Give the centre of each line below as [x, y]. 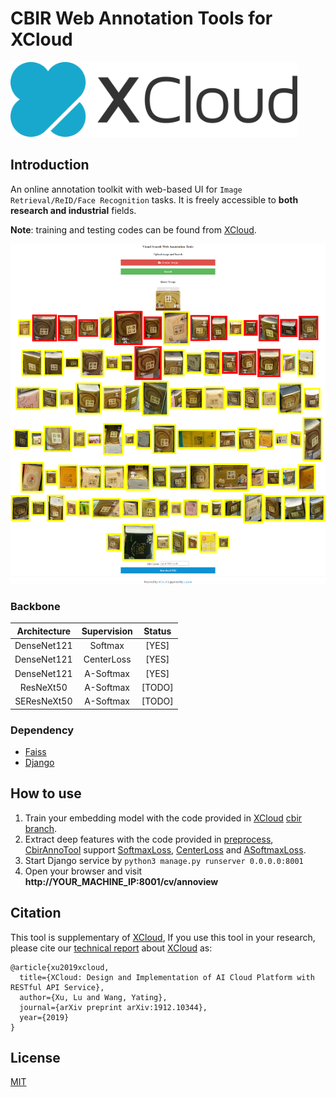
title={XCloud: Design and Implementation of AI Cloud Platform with [167, 977]
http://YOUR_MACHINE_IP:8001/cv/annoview [121, 881]
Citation [36, 913]
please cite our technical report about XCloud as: [111, 948]
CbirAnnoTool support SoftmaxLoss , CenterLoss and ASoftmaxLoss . [165, 849]
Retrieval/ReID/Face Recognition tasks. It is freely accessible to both [154, 199]
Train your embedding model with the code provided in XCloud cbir [163, 818]
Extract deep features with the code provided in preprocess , [149, 839]
